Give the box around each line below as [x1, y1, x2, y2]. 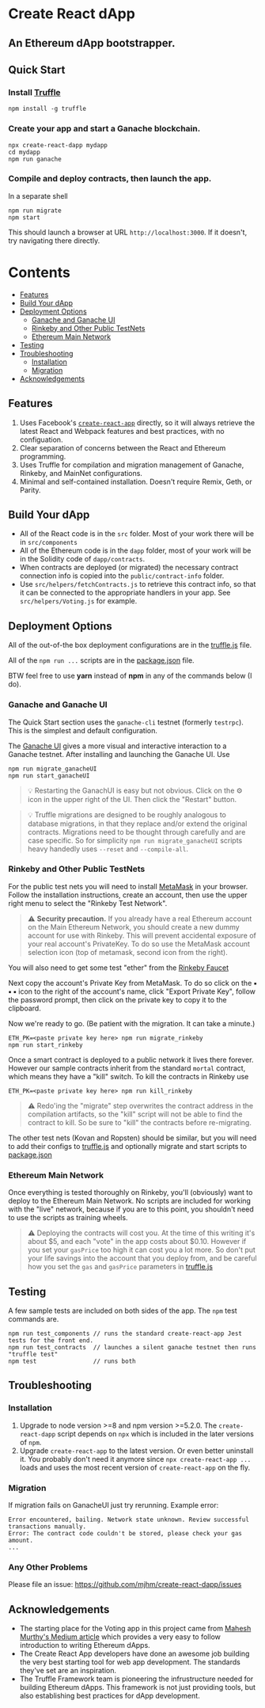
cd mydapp [8, 148, 41, 156]
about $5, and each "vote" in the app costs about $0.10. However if [27, 1237, 247, 1246]
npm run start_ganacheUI [8, 771, 90, 780]
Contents [8, 264, 71, 282]
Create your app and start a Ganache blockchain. [8, 124, 201, 135]
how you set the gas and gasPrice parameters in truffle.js [27, 1262, 214, 1272]
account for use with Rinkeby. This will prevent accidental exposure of [27, 930, 257, 940]
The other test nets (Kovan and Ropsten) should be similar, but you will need [8, 1133, 257, 1143]
